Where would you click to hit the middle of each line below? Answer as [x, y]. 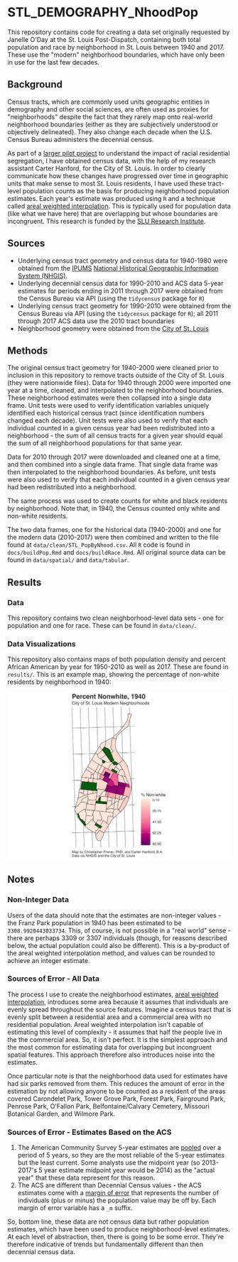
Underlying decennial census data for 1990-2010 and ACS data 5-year [120, 283]
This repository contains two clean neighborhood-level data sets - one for [115, 618]
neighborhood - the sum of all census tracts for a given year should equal [115, 436]
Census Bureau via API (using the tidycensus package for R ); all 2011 [118, 313]
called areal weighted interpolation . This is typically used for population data [119, 206]
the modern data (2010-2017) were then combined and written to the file [113, 538]
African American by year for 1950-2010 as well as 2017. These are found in [118, 667]
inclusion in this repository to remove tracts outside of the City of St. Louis [116, 375]
